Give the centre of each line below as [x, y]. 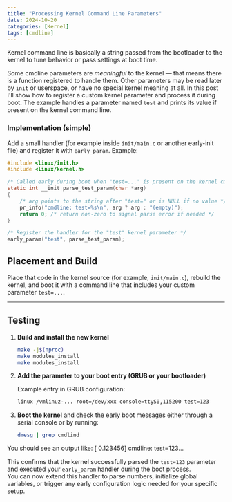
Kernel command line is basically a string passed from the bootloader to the [115, 53]
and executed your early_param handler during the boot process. [99, 469]
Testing [24, 320]
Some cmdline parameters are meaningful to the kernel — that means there [115, 73]
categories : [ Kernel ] [38, 26]
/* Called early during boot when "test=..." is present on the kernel [112, 182]
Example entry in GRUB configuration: [71, 389]
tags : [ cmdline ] [30, 33]
